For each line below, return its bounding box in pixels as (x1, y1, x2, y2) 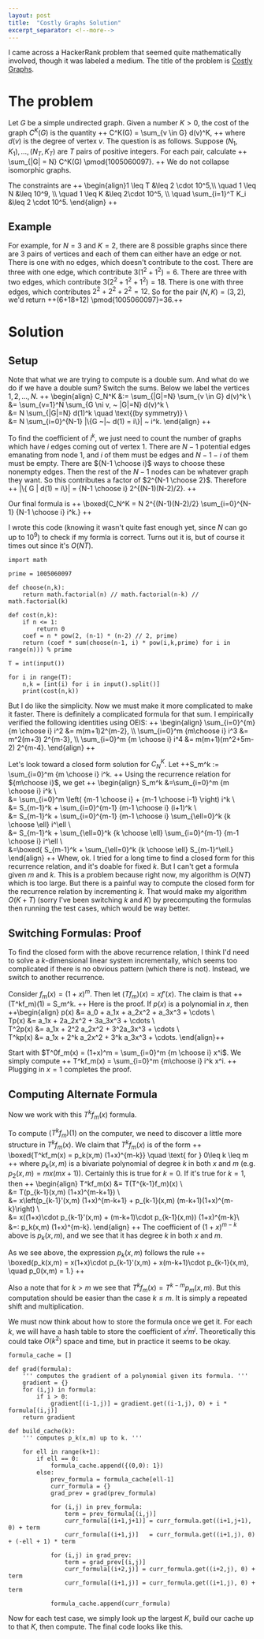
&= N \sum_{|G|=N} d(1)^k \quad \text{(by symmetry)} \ (8, 408, 188, 418)
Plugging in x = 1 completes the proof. (8, 1065, 132, 1075)
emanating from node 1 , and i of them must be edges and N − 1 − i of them (8, 450, 249, 460)
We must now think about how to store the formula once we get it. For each (8, 1317, 253, 1326)
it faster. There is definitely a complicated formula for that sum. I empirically (8, 709, 254, 718)
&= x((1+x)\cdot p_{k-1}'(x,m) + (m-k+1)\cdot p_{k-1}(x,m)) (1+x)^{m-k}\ (8, 1212, 240, 1222)
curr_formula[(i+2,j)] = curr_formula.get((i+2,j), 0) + (64, 1566, 256, 1574)
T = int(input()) (8, 659, 65, 667)
